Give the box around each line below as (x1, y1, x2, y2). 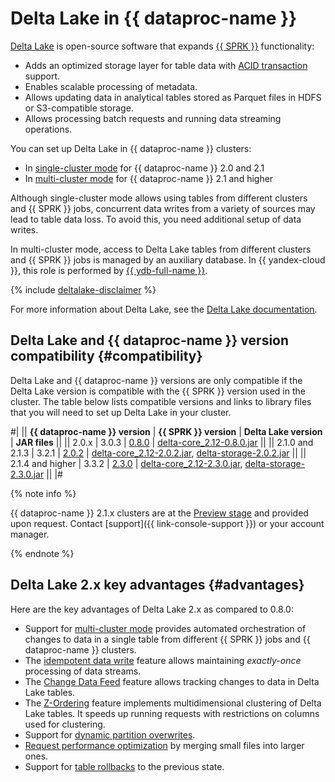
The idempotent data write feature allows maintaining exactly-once (24, 654, 302, 666)
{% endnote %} (10, 547, 75, 559)
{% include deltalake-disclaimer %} (10, 283, 157, 296)
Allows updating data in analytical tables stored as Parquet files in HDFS (24, 91, 322, 103)
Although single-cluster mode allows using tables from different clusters (10, 192, 308, 204)
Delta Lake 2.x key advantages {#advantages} (10, 577, 305, 594)
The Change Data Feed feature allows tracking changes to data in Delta (24, 675, 320, 687)
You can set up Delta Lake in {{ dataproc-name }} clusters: (10, 142, 252, 154)
